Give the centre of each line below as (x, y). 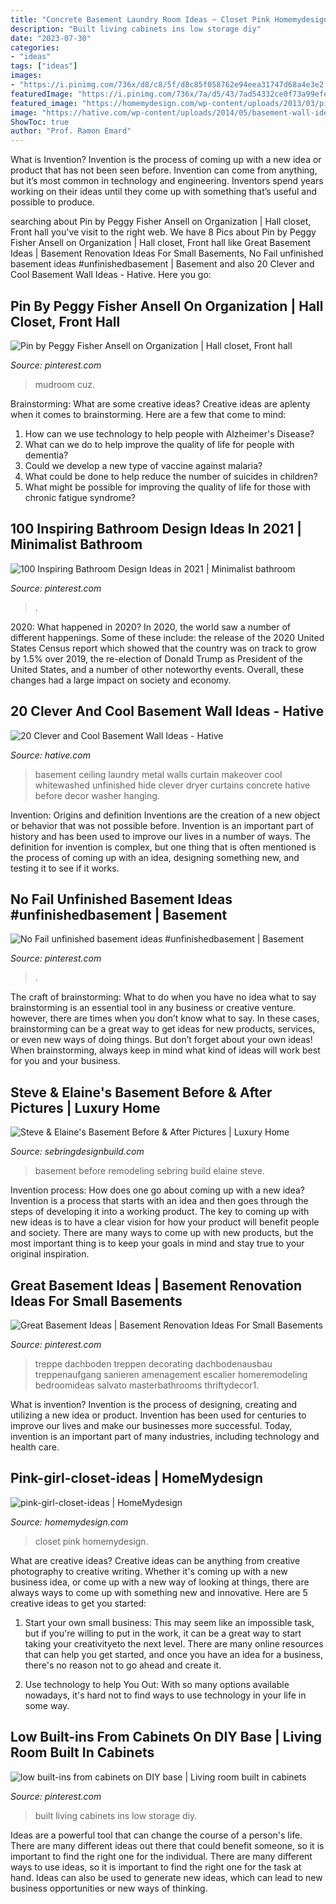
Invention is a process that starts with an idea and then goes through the (159, 1201)
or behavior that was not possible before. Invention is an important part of (162, 825)
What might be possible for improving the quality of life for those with (168, 487)
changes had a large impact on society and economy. (121, 680)
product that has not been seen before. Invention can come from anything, (164, 170)
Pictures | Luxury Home (85, 1107)
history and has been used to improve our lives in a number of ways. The (160, 836)
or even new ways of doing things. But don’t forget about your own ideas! (161, 1040)
